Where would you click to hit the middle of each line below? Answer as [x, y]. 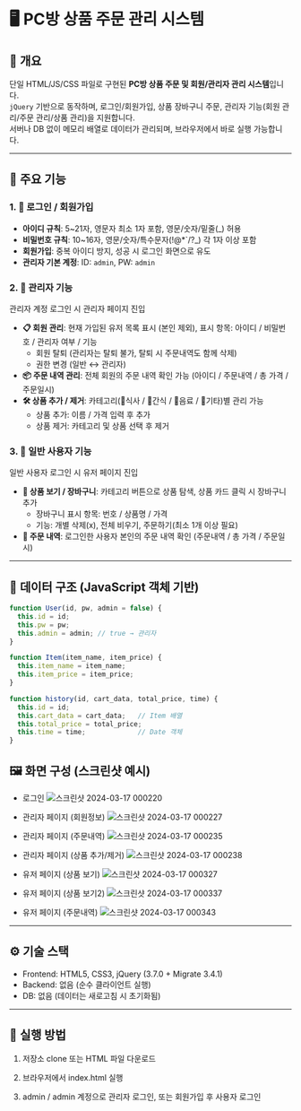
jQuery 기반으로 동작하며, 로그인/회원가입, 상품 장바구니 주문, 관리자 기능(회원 [145, 106]
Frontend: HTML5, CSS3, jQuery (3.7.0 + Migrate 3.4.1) [122, 974]
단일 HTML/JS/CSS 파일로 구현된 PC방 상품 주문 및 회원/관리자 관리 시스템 [140, 84]
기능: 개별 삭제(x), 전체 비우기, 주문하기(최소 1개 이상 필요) [137, 525]
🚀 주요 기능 [38, 180]
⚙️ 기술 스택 [39, 952]
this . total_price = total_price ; [80, 724]
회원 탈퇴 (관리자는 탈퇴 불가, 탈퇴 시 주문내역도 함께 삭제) [136, 352]
